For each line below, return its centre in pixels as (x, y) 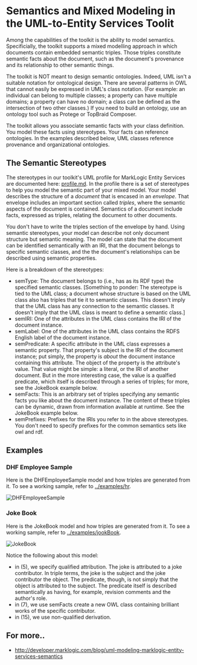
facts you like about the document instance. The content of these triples (102, 400)
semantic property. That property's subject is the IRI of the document (99, 350)
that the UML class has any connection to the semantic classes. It (94, 306)
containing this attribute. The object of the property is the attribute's (97, 363)
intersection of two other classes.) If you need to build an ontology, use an (96, 108)
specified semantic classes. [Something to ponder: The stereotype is (98, 287)
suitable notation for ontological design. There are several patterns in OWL (97, 83)
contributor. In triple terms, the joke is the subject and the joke (90, 573)
